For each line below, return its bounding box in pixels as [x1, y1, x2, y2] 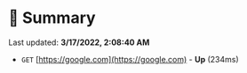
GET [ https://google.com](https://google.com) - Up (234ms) [20, 54, 239, 64]
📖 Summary [8, 8, 96, 28]
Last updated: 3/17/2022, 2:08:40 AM [8, 37, 150, 47]
